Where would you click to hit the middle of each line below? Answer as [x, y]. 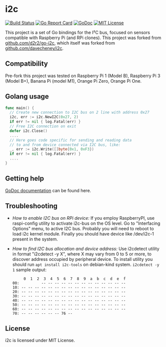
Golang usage [27, 97]
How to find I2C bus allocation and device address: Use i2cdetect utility [86, 248]
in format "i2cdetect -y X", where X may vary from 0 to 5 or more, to [82, 254]
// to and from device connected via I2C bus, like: [65, 145]
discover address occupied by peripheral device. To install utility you [82, 259]
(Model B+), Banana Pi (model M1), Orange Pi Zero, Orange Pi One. [74, 81]
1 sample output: [29, 270]
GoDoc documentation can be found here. [48, 190]
